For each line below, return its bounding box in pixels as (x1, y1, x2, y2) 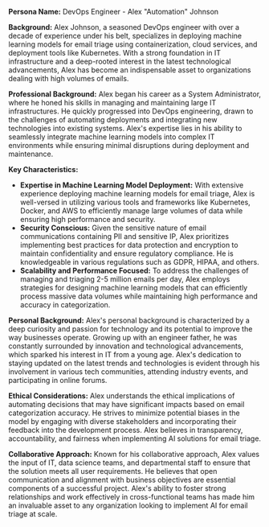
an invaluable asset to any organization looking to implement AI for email (8, 500, 248, 510)
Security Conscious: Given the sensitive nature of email (19, 223, 207, 233)
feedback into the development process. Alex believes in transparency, (8, 426, 243, 434)
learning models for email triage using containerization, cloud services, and (8, 39, 258, 49)
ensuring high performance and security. (19, 215, 156, 224)
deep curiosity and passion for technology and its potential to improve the (8, 324, 253, 333)
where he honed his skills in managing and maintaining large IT (8, 98, 217, 107)
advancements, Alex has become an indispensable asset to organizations (8, 65, 251, 75)
